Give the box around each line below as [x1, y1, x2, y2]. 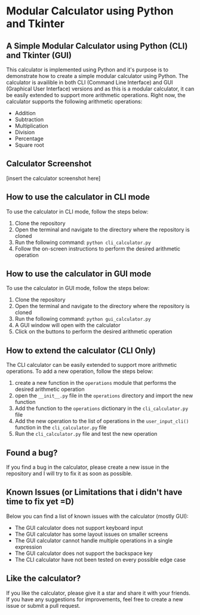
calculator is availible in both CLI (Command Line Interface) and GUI [6, 79, 173, 86]
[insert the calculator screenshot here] [6, 174, 101, 182]
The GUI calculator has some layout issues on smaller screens [14, 530, 168, 538]
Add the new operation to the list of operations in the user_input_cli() [14, 418, 189, 425]
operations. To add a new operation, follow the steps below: [6, 367, 153, 375]
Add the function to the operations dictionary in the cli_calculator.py [14, 405, 189, 412]
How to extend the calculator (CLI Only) [6, 345, 156, 355]
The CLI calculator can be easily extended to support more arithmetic [6, 361, 177, 369]
